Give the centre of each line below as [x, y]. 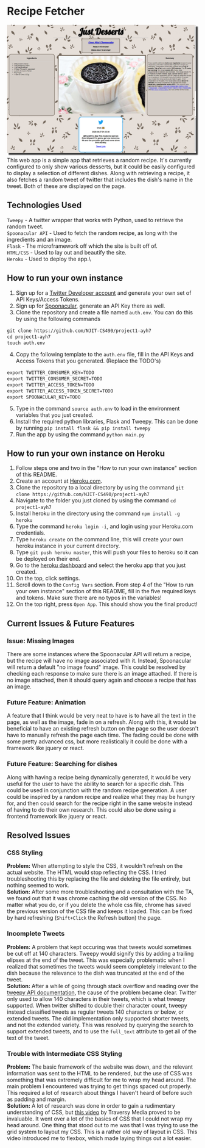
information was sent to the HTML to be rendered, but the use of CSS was [100, 1073]
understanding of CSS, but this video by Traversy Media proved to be [94, 1112]
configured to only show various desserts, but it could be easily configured [101, 167]
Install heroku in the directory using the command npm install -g [98, 513]
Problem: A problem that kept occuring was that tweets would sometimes [99, 947]
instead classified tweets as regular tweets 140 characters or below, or [96, 1012]
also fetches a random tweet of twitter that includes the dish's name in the [100, 179]
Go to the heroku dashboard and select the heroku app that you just [101, 565]
